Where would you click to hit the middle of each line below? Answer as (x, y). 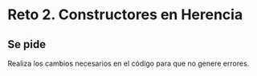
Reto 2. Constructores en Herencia (125, 15)
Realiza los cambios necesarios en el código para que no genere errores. (128, 63)
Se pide (27, 44)
